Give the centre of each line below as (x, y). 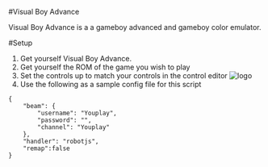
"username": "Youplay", (77, 113)
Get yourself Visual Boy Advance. (75, 58)
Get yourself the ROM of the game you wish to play (105, 67)
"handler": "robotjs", (61, 141)
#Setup (21, 43)
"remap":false (46, 148)
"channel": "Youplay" (74, 127)
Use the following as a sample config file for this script (111, 84)
